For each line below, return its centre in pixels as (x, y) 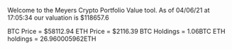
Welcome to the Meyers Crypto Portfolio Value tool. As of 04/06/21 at (109, 10)
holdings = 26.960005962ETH (52, 39)
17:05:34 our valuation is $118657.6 (58, 18)
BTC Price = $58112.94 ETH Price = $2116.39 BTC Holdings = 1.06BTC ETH (116, 31)
